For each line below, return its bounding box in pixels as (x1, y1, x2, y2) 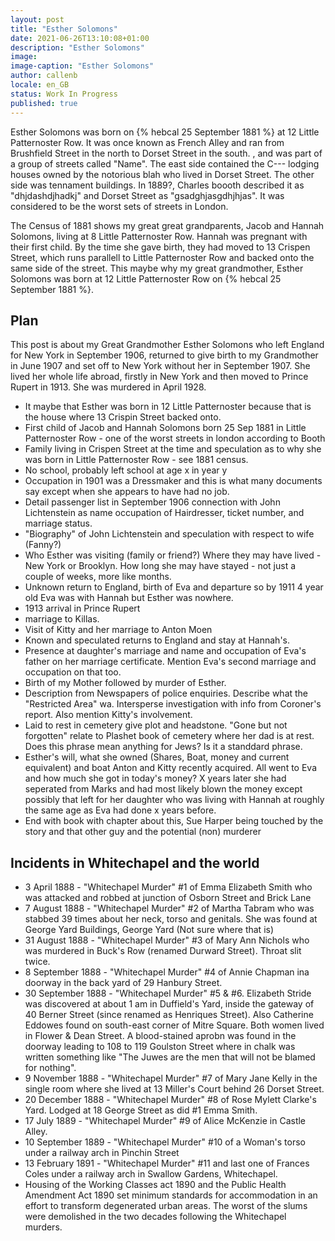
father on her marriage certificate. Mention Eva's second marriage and (24, 656, 317, 668)
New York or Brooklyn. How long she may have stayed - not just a (24, 560, 297, 572)
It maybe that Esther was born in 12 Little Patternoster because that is (24, 401, 312, 413)
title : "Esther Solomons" (10, 24, 118, 34)
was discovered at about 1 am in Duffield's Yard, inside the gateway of (24, 998, 315, 1010)
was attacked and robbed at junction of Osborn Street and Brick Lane (24, 892, 312, 904)
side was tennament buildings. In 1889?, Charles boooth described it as (10, 179, 305, 191)
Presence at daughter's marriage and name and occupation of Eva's (24, 645, 307, 657)
